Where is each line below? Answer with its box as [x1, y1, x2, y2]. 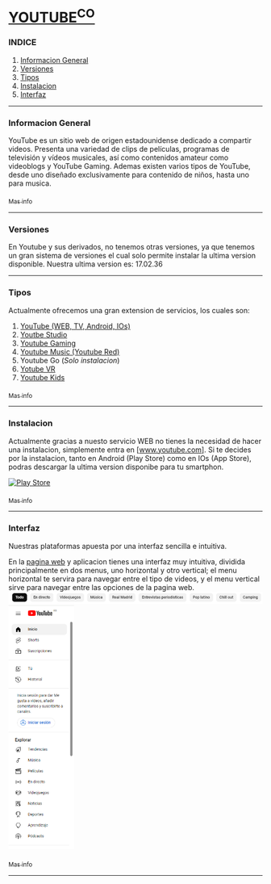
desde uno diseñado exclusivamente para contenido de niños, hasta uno [8, 170, 250, 180]
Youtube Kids [19, 372, 65, 382]
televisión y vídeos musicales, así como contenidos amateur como [8, 153, 229, 162]
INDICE [8, 37, 37, 48]
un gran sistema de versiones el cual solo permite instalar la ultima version [8, 251, 256, 261]
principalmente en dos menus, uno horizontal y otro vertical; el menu [8, 565, 237, 575]
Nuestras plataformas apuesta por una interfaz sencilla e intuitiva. [8, 541, 227, 551]
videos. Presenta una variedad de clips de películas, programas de [8, 145, 230, 154]
